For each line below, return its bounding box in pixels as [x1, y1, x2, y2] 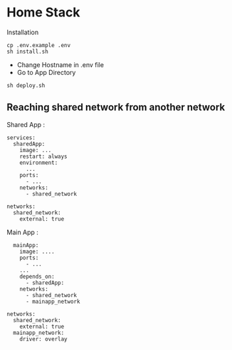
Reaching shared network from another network [6, 101, 226, 114]
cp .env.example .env [6, 41, 71, 49]
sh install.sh [6, 48, 49, 55]
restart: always [19, 153, 68, 160]
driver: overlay [19, 335, 68, 343]
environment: [19, 159, 58, 166]
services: [6, 134, 36, 141]
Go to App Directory [16, 68, 76, 76]
